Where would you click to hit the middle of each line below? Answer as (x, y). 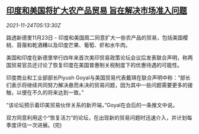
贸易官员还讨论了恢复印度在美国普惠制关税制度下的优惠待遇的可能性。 (97, 65)
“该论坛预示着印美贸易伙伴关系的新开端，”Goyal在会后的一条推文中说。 (92, 105)
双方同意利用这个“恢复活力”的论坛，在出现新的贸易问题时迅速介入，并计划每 (99, 117)
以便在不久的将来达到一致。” (50, 92)
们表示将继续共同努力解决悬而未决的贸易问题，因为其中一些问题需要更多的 (97, 85)
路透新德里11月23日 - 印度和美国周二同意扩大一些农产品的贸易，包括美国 (94, 37)
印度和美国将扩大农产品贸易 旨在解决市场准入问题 (97, 11)
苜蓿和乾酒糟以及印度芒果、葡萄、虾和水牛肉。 (73, 45)
